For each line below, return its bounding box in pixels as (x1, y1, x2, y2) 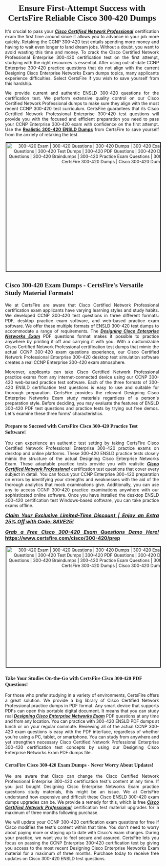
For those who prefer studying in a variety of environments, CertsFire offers (5, 692, 159, 698)
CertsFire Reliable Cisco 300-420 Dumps (8, 13, 156, 23)
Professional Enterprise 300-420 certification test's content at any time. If (5, 778, 159, 784)
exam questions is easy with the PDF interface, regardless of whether (14, 729, 159, 735)
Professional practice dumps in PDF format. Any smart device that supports (5, 703, 159, 709)
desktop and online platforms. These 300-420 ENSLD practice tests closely (5, 451, 159, 457)
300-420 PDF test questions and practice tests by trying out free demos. (5, 405, 159, 411)
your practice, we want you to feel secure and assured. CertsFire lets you (5, 835, 159, 841)
